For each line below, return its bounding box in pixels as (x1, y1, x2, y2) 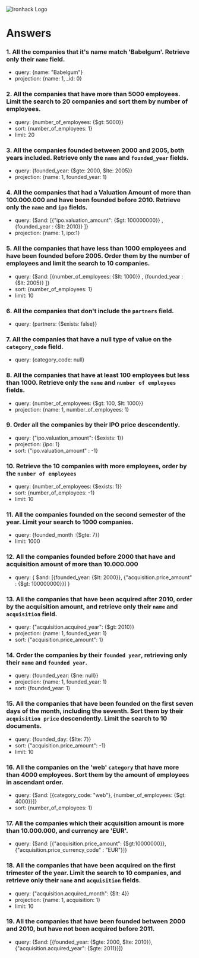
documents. (6, 722, 42, 730)
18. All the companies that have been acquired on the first (6, 861, 176, 870)
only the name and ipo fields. (6, 203, 88, 211)
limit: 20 (14, 131, 35, 138)
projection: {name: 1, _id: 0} (14, 75, 82, 82)
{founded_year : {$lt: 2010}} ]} (14, 223, 89, 230)
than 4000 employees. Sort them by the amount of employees (6, 770, 189, 778)
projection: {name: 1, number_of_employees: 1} (14, 406, 129, 413)
